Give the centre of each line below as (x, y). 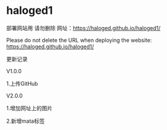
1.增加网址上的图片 (29, 108)
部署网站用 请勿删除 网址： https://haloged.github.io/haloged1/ (83, 28)
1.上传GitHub (22, 83)
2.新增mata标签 (26, 121)
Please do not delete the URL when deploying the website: (79, 40)
